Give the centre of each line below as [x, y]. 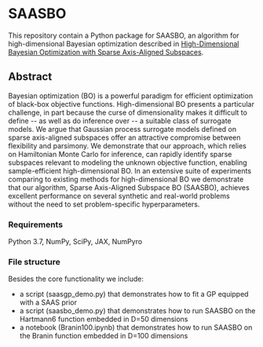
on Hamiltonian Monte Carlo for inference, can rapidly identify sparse [120, 154]
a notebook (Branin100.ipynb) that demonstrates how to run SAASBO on [136, 327]
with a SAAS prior [48, 302]
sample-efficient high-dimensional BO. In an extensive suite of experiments [130, 170]
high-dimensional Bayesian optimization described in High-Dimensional [124, 43]
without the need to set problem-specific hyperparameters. [104, 204]
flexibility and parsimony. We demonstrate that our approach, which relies [128, 145]
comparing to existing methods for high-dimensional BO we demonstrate [126, 179]
